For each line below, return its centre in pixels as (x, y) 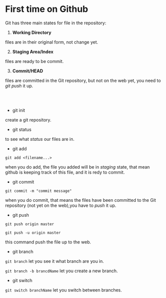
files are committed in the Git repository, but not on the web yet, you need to (83, 80)
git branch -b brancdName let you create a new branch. (61, 271)
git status (22, 129)
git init (19, 110)
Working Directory (32, 32)
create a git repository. (28, 119)
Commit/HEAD (28, 71)
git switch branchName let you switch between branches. (64, 290)
